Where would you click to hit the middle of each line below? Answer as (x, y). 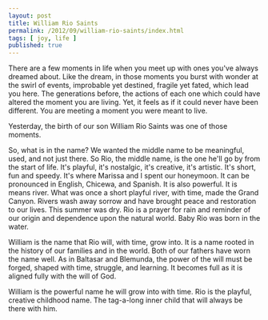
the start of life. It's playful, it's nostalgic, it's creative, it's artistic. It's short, (132, 167)
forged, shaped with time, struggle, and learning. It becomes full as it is (126, 268)
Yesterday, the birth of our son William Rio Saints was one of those (118, 126)
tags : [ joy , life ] (43, 38)
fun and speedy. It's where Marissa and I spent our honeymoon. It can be (129, 176)
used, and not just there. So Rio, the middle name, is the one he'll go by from (134, 159)
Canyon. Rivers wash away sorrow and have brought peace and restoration (132, 202)
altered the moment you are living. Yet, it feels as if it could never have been (133, 102)
